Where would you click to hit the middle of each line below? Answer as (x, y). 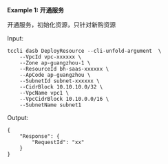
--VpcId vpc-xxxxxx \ (50, 57)
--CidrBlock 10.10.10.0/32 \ (61, 87)
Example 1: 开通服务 (35, 10)
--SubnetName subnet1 (50, 105)
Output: (18, 118)
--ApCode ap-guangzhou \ (55, 75)
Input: (15, 38)
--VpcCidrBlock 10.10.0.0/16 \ (64, 99)
